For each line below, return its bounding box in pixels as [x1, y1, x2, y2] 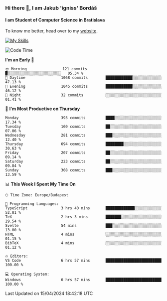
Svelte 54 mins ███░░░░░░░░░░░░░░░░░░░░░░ [5, 223, 162, 228]
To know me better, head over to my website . [5, 28, 98, 34]
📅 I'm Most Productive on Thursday [5, 106, 80, 112]
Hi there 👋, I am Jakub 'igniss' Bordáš [5, 4, 97, 11]
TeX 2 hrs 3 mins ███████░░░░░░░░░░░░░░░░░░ [5, 214, 162, 220]
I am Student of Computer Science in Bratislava [5, 17, 105, 23]
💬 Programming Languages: [5, 201, 59, 206]
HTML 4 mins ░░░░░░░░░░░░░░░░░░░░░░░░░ [5, 232, 162, 237]
